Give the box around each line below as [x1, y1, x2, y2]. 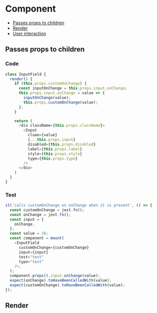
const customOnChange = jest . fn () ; [10, 207, 85, 213]
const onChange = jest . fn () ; [10, 212, 71, 217]
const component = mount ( [10, 236, 65, 241]
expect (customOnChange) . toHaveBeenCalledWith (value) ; [10, 282, 125, 288]
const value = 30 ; [10, 231, 49, 236]
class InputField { [5, 72, 46, 77]
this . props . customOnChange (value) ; [23, 99, 98, 105]
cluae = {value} [27, 132, 58, 138]
